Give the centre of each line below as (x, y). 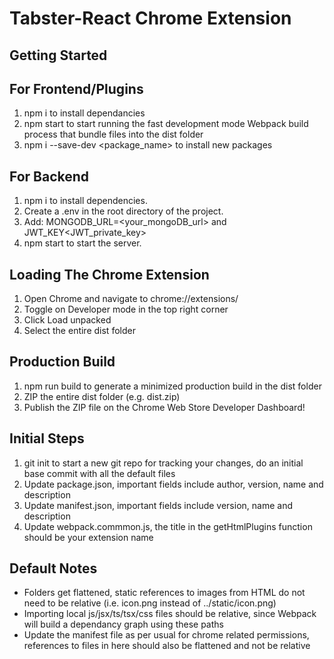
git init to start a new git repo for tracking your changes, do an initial (163, 463)
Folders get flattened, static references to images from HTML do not (164, 593)
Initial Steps (47, 438)
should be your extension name (88, 537)
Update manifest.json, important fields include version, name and (158, 505)
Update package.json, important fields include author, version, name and (173, 484)
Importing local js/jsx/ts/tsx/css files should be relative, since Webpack (170, 614)
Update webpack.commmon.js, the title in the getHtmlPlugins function (168, 526)
